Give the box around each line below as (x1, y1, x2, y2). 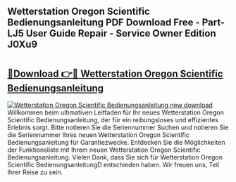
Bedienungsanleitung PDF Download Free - (7, 17, 201, 29)
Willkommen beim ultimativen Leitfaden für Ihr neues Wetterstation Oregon (7, 108, 224, 117)
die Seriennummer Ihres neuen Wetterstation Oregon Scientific (7, 131, 190, 139)
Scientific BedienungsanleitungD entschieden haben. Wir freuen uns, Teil (7, 161, 220, 169)
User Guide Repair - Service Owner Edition (25, 27, 216, 39)
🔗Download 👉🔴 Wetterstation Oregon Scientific (7, 67, 223, 79)
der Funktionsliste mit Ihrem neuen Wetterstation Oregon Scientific (7, 145, 201, 154)
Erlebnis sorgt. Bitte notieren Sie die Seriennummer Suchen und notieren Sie (7, 123, 229, 131)
